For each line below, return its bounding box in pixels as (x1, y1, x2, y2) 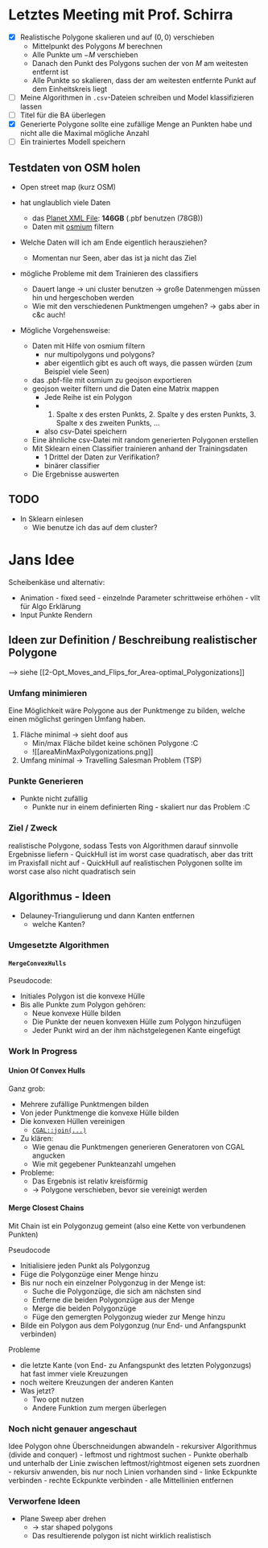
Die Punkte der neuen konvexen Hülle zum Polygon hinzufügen (31, 1017, 241, 1027)
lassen (19, 102, 43, 112)
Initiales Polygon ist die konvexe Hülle (19, 991, 146, 1001)
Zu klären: (19, 1133, 54, 1143)
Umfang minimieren (8, 687, 88, 698)
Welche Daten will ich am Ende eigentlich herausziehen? (19, 237, 208, 247)
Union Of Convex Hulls (8, 1065, 86, 1075)
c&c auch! (31, 310, 66, 319)
